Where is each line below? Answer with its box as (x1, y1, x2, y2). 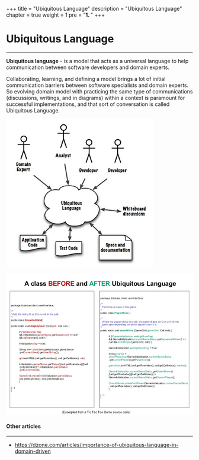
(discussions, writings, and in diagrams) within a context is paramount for (6, 94, 185, 101)
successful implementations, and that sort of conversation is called (6, 101, 170, 108)
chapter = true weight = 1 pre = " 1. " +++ (6, 11, 105, 18)
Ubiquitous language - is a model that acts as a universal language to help (6, 57, 189, 64)
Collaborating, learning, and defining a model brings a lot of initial (6, 75, 166, 82)
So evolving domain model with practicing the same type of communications (6, 87, 193, 95)
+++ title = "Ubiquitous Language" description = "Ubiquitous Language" (6, 5, 182, 12)
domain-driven (14, 448, 52, 455)
